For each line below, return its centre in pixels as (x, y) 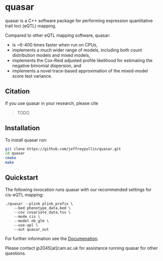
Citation (18, 91)
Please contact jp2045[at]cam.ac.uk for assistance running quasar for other (81, 248)
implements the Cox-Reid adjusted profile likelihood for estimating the (82, 60)
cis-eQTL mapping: (24, 194)
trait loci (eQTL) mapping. (31, 25)
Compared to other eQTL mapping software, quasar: (58, 35)
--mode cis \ (27, 216)
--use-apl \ (26, 225)
